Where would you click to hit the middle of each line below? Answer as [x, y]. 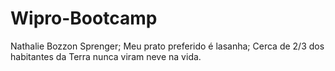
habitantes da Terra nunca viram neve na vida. [106, 56]
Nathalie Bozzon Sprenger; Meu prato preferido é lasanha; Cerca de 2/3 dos [167, 46]
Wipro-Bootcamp [84, 18]
